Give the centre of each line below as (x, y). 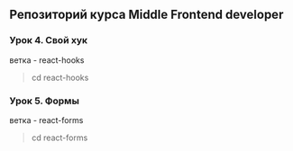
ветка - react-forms (46, 120)
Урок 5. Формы (44, 101)
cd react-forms (60, 138)
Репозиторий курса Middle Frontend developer (146, 15)
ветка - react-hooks (47, 60)
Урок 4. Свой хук (49, 40)
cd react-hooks (60, 77)
